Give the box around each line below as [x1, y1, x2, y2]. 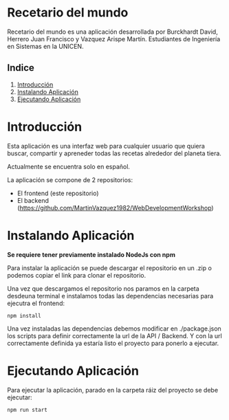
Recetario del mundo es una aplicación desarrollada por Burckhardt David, [7, 27, 218, 36]
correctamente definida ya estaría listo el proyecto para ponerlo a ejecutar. [7, 339, 219, 347]
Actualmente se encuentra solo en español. [7, 162, 131, 170]
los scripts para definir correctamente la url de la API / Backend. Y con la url [7, 331, 222, 340]
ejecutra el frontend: [7, 299, 65, 307]
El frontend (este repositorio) [17, 189, 99, 197]
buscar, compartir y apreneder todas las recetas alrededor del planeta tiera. [7, 149, 222, 157]
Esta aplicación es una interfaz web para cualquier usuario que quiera [7, 142, 205, 150]
